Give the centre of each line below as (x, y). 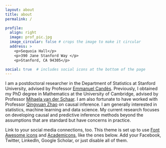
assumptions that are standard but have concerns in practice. (68, 120)
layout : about (20, 10)
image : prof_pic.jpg (31, 37)
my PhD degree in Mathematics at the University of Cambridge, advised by (82, 94)
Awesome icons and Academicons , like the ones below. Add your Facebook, (83, 135)
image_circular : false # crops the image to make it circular (75, 42)
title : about (19, 14)
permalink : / (19, 19)
